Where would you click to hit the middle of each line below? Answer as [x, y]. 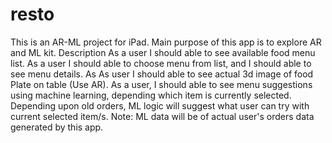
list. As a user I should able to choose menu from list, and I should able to [161, 63]
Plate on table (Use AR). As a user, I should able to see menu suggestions [161, 84]
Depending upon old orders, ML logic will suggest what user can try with [160, 105]
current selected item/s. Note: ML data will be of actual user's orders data [162, 116]
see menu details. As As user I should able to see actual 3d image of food [162, 74]
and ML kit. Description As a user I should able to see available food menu [163, 52]
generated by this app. [57, 127]
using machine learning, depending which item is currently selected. [151, 95]
